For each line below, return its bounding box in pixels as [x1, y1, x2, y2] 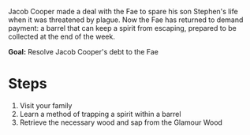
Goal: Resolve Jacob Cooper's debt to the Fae [8, 47, 159, 56]
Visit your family [19, 100, 73, 110]
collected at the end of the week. [8, 32, 116, 41]
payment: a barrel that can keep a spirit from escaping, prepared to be [8, 24, 237, 32]
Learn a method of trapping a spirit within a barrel [19, 109, 181, 118]
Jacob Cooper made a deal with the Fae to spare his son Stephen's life [8, 7, 238, 16]
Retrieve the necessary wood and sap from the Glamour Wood [19, 118, 223, 127]
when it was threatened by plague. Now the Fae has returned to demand [8, 15, 244, 24]
